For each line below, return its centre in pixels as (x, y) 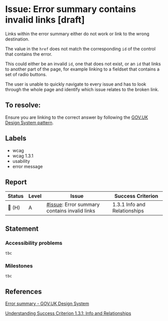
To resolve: (23, 105)
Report (16, 182)
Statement (22, 229)
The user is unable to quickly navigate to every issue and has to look (76, 84)
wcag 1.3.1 (23, 156)
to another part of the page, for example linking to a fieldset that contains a (82, 69)
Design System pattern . (29, 122)
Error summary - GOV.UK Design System (47, 303)
